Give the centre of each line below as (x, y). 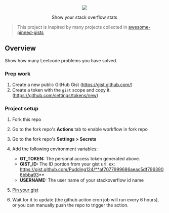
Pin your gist (25, 190)
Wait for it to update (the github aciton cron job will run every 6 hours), (86, 200)
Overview (20, 48)
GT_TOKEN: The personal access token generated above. (80, 159)
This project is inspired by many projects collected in (72, 27)
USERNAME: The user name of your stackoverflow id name (82, 180)
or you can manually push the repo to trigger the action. (70, 205)
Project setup (22, 109)
